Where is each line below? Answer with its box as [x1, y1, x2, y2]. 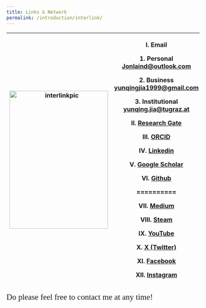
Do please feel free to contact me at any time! [6, 292, 153, 302]
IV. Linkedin [139, 146, 174, 155]
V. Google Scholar [129, 160, 184, 169]
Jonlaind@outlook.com [121, 62, 191, 71]
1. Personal [139, 54, 174, 63]
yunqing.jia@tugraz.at [123, 105, 190, 114]
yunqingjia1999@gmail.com [114, 83, 199, 92]
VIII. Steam [140, 215, 173, 224]
